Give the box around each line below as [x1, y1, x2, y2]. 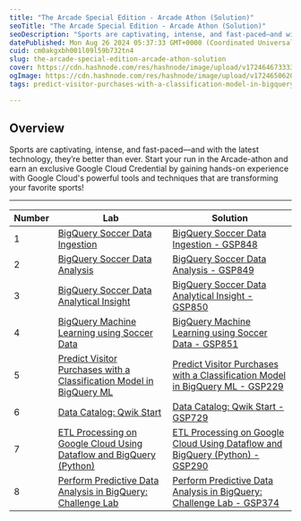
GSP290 [172, 460, 209, 473]
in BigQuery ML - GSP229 [172, 380, 284, 393]
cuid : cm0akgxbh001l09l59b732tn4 [9, 47, 134, 56]
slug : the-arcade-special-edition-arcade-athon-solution [9, 55, 227, 64]
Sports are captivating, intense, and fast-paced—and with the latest [9, 144, 260, 155]
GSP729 [172, 412, 209, 424]
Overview [9, 121, 65, 136]
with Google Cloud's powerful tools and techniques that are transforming [9, 173, 279, 184]
